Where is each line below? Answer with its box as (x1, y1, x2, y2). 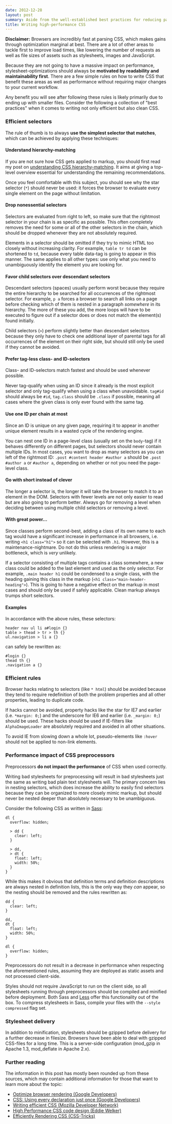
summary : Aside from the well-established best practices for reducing (5, 17, 161, 22)
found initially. (5, 317, 35, 324)
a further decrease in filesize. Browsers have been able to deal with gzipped (5, 1035, 166, 1041)
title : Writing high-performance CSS (5, 22, 86, 27)
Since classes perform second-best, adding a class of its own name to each (5, 528, 166, 534)
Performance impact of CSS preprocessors (5, 752, 115, 759)
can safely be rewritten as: (5, 644, 61, 650)
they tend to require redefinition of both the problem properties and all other (5, 691, 166, 698)
